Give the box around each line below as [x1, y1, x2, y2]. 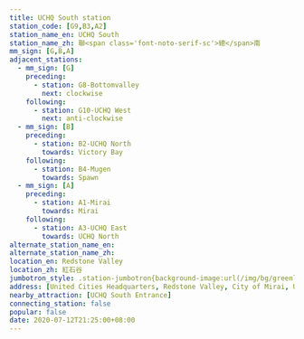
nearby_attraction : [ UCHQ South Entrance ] [9, 290, 172, 299]
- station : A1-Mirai [33, 198, 111, 208]
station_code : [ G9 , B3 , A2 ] [9, 22, 107, 31]
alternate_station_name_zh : [9, 249, 116, 258]
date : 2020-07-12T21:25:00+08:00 [9, 315, 136, 325]
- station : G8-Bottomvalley [33, 80, 140, 89]
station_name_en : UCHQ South [9, 30, 119, 39]
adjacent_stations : [9, 55, 83, 64]
